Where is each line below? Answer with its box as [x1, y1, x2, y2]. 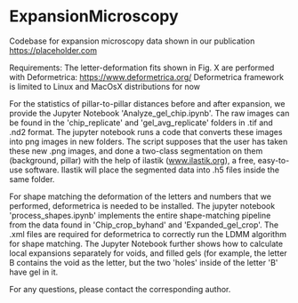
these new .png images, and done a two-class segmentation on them [9, 145, 263, 156]
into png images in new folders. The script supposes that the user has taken [9, 136, 288, 147]
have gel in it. [9, 267, 59, 277]
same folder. [9, 173, 55, 184]
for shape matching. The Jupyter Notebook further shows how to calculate [9, 238, 283, 249]
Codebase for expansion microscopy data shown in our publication [9, 36, 255, 46]
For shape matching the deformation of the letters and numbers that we [9, 191, 271, 202]
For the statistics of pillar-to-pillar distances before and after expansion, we [9, 98, 286, 108]
